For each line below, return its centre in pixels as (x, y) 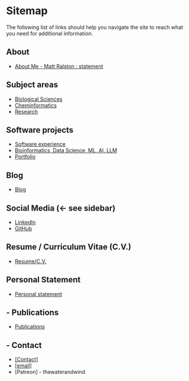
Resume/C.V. (30, 261)
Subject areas (32, 85)
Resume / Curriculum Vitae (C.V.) (69, 247)
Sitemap (27, 11)
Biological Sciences (39, 99)
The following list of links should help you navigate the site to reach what (95, 27)
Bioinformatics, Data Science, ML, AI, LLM (66, 150)
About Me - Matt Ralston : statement (59, 66)
